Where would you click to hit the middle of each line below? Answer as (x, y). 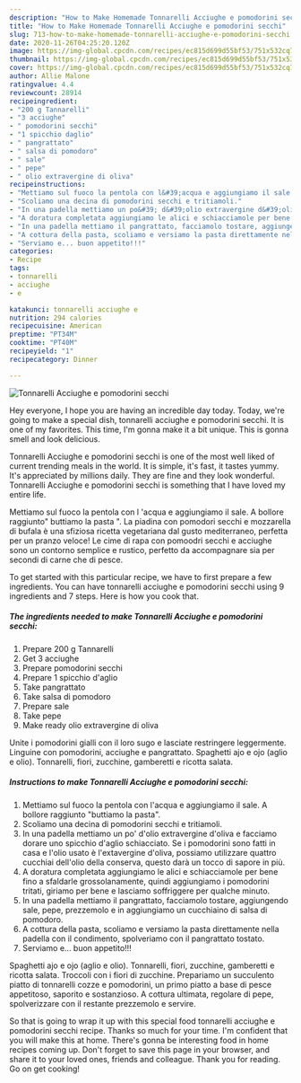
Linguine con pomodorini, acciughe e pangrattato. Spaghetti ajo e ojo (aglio (149, 752)
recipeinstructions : (48, 185)
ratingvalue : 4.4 (42, 84)
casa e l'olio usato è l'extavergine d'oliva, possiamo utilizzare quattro (149, 852)
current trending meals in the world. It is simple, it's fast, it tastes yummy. (144, 466)
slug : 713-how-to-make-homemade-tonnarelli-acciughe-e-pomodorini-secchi (150, 34)
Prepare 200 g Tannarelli (68, 648)
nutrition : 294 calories (56, 318)
